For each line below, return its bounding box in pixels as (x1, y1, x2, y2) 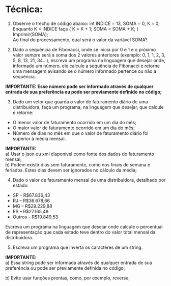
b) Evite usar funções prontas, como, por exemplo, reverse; (5, 275, 130, 281)
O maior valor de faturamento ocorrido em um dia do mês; (12, 125, 135, 131)
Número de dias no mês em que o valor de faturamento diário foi (12, 130, 149, 136)
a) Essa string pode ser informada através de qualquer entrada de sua (5, 260, 152, 266)
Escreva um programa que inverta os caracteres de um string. (12, 244, 143, 250)
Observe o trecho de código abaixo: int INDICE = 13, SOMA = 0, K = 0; (12, 20, 160, 26)
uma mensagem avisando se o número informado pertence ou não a (12, 68, 157, 74)
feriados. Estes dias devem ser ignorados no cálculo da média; (5, 167, 137, 173)
